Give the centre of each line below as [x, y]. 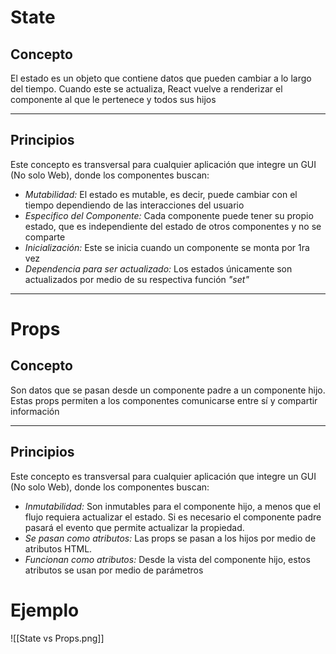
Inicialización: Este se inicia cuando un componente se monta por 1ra [167, 247]
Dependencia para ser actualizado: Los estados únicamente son [158, 268]
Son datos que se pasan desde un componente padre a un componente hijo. [168, 390]
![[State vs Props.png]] [57, 638]
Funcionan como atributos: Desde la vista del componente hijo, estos [167, 559]
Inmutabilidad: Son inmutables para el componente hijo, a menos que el [172, 506]
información [35, 411]
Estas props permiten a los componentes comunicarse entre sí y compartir [164, 400]
